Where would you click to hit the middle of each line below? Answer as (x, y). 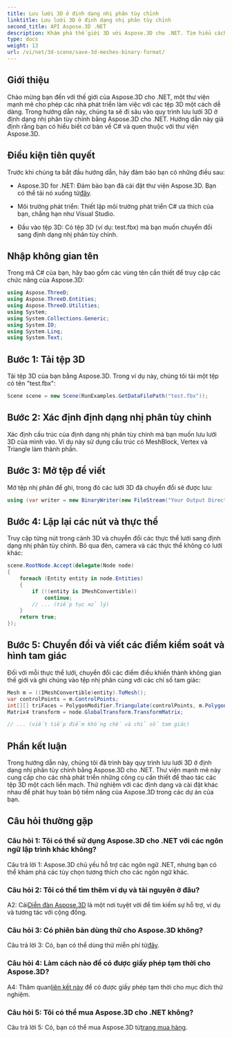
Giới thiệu (28, 80)
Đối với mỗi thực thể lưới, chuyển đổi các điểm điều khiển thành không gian (114, 673)
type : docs (23, 39)
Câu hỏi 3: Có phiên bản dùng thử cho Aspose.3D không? (105, 930)
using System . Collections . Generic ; (58, 318)
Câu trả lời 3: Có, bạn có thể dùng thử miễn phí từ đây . (84, 945)
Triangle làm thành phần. (42, 449)
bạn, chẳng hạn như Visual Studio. (66, 213)
